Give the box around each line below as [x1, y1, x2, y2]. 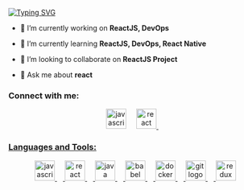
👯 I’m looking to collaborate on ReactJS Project [19, 55, 178, 64]
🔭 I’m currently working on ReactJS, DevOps [19, 23, 169, 32]
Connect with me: [8, 89, 80, 101]
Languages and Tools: [8, 142, 97, 153]
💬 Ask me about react [19, 70, 93, 80]
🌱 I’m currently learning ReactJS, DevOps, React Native [19, 39, 207, 48]
